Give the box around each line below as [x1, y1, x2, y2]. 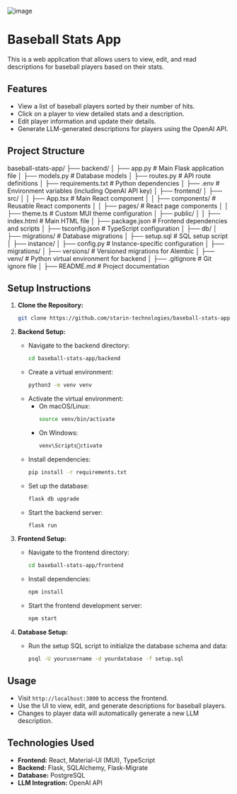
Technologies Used [7, 737, 94, 749]
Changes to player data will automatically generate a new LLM [17, 709, 200, 717]
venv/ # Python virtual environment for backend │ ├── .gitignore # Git [7, 254, 212, 262]
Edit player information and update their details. [17, 117, 156, 125]
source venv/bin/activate [38, 415, 115, 423]
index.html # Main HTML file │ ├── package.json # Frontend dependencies [7, 216, 228, 225]
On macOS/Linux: [38, 402, 91, 410]
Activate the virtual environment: [28, 394, 124, 403]
